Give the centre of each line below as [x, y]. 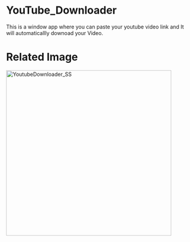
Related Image [42, 57]
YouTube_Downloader [62, 10]
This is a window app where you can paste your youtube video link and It [95, 27]
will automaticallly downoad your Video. [55, 33]
